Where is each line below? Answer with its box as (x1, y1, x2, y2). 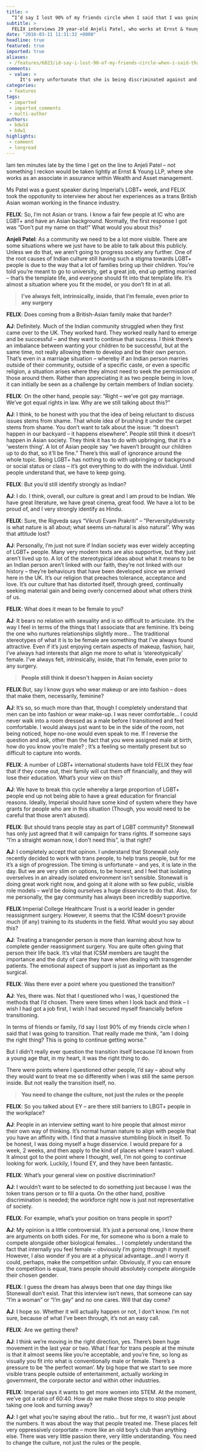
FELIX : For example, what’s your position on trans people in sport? (6, 1214, 172, 1222)
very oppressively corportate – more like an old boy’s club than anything (6, 1426, 187, 1433)
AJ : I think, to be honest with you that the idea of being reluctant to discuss (6, 410, 194, 418)
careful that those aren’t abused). (6, 811, 90, 818)
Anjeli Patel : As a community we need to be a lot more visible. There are (6, 235, 188, 243)
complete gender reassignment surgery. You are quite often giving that (6, 942, 183, 950)
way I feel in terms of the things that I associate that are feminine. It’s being (6, 623, 194, 631)
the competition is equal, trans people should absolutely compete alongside (6, 1265, 196, 1272)
